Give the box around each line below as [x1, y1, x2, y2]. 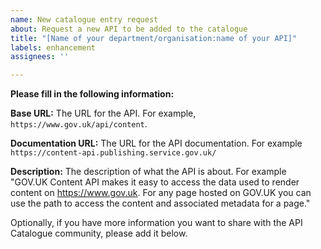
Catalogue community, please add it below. [10, 227, 188, 240]
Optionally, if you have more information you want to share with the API [10, 217, 303, 229]
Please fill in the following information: [10, 88, 175, 100]
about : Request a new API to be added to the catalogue [10, 24, 248, 34]
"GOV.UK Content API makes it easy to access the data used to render [10, 176, 300, 188]
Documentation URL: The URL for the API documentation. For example [10, 137, 303, 150]
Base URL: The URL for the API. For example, [10, 107, 197, 120]
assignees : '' [10, 52, 70, 62]
